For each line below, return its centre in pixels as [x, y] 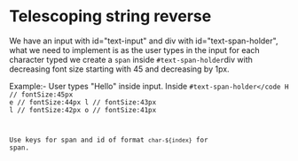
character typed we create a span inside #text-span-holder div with [131, 59]
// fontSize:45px [41, 95]
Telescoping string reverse [110, 16]
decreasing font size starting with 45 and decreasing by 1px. [119, 69]
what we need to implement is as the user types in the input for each [134, 50]
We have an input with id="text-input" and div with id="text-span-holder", [144, 41]
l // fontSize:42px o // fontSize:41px [83, 110]
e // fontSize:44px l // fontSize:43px [83, 102]
